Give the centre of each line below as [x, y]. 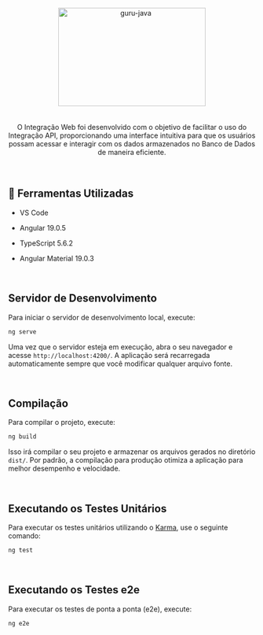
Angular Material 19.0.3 [57, 258]
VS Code [34, 212]
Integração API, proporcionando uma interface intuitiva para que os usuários [132, 135]
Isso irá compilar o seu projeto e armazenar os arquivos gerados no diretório [132, 452]
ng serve [22, 332]
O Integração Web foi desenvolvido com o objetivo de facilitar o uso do [132, 127]
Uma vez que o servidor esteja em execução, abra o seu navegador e [121, 347]
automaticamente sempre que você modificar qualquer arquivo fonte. [121, 364]
